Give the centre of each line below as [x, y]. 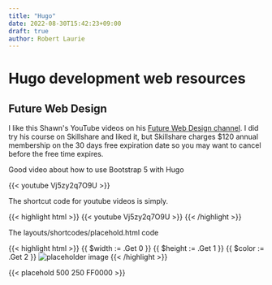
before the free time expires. [56, 154]
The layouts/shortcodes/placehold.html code [84, 233]
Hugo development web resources [127, 79]
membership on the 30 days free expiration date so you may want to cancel [135, 145]
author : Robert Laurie [47, 39]
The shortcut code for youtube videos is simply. [89, 201]
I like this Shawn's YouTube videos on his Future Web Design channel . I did [134, 128]
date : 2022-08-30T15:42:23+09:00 [65, 24]
